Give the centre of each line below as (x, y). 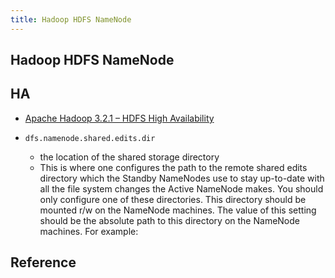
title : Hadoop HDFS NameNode (71, 19)
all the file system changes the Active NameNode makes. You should (181, 188)
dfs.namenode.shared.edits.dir (90, 138)
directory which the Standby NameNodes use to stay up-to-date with (182, 178)
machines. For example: (89, 231)
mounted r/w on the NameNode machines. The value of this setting (178, 210)
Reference (43, 262)
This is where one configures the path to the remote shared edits (173, 167)
